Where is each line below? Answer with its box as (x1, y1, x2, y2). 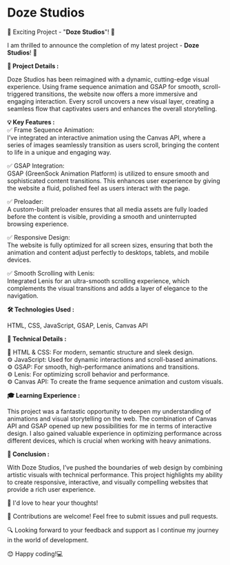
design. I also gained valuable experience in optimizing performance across (7, 429, 222, 437)
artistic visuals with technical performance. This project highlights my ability (7, 470, 223, 479)
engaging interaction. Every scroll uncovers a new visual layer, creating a (7, 97, 215, 105)
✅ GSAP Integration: (7, 161, 65, 170)
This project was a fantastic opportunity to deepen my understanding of (7, 407, 211, 415)
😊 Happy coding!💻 (7, 549, 63, 557)
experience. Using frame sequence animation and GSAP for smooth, (7, 82, 201, 90)
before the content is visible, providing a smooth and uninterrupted (7, 212, 197, 220)
